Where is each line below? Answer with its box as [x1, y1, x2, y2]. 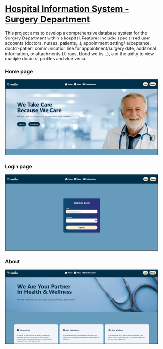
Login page [5, 163, 33, 170]
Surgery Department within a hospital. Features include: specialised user [5, 35, 150, 41]
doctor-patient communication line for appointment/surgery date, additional [5, 45, 156, 51]
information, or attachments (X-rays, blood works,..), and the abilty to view [5, 50, 154, 57]
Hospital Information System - [5, 3, 130, 15]
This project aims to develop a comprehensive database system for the [5, 30, 147, 36]
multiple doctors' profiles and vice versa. [5, 56, 87, 61]
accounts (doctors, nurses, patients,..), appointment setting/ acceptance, [5, 40, 151, 46]
